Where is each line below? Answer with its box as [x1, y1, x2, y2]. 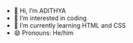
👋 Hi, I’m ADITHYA [13, 7, 66, 15]
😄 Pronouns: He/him [13, 28, 74, 37]
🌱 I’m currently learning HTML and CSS [13, 21, 126, 29]
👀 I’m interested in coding [13, 14, 87, 22]
